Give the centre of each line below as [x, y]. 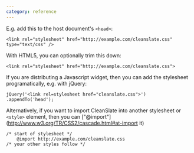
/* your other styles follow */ [46, 144]
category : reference [32, 12]
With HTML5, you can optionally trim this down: [64, 55]
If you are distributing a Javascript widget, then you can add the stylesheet [97, 77]
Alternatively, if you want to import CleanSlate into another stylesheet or [94, 110]
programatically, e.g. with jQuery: [47, 83]
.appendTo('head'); [30, 99]
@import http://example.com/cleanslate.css [71, 139]
